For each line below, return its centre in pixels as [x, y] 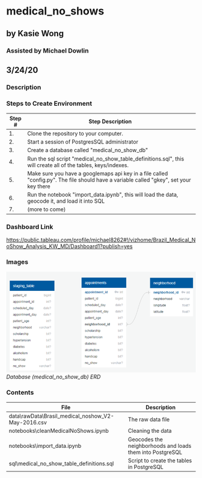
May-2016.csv [28, 422]
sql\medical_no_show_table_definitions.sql [61, 464]
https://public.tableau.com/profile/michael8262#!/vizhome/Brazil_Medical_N [101, 240]
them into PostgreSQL [155, 452]
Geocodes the [146, 439]
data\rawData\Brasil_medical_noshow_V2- [61, 416]
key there [39, 186]
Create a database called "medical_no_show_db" [87, 150]
